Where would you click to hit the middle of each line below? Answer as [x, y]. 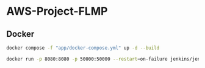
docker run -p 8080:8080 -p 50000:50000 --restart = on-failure [87, 59]
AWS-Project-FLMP [57, 11]
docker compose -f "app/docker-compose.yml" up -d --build [83, 48]
